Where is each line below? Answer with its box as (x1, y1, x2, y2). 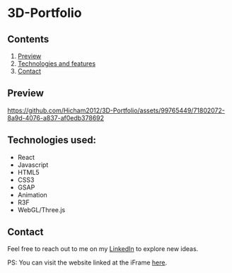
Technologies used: (7, 134, 97, 146)
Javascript (17, 161, 49, 169)
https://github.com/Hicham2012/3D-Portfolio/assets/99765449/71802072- (7, 106, 225, 115)
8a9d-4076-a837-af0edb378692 (7, 113, 105, 122)
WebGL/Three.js (17, 205, 66, 214)
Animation (17, 190, 47, 199)
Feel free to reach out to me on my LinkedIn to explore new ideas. (7, 245, 199, 253)
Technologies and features (17, 59, 96, 68)
